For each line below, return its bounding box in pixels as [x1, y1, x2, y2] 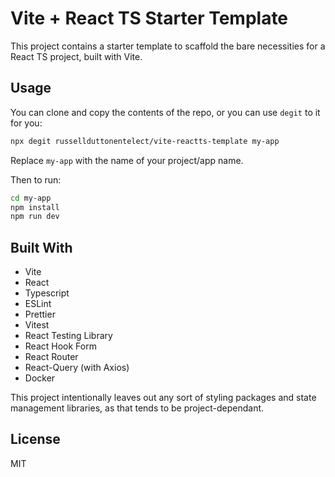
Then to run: [10, 173, 62, 186]
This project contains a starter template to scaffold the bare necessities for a [10, 40, 326, 52]
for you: [10, 117, 43, 129]
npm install [10, 202, 60, 212]
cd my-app [10, 193, 52, 203]
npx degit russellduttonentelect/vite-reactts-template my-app [10, 136, 280, 146]
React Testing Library [24, 330, 113, 342]
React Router [24, 351, 79, 363]
